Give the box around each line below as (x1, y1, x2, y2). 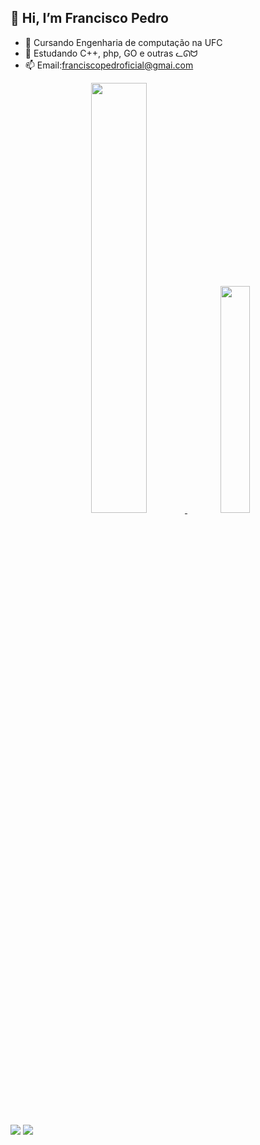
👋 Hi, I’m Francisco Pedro (10, 10, 169, 27)
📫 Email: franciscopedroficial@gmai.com (24, 59, 194, 71)
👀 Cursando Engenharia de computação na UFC (24, 36, 223, 48)
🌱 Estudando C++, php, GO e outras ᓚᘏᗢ (24, 47, 198, 59)
